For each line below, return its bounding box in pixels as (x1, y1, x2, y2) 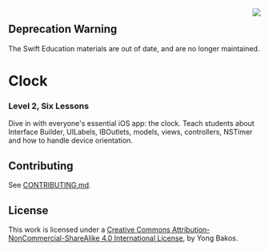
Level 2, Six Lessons (8, 100, 90, 111)
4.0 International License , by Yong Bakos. (101, 233, 239, 243)
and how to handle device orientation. (8, 136, 134, 145)
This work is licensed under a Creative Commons (8, 225, 171, 234)
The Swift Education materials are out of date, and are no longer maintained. (8, 43, 260, 53)
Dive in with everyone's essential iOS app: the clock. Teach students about (8, 119, 255, 128)
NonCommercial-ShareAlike (8, 233, 100, 243)
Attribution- (171, 225, 211, 234)
